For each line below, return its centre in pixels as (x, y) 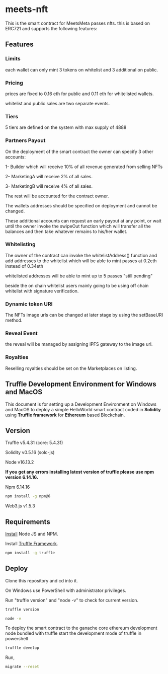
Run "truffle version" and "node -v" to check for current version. (72, 600)
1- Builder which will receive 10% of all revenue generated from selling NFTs (84, 167)
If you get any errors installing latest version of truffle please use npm (80, 472)
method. (14, 320)
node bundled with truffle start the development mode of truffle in (73, 633)
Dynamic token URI (29, 304)
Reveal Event (21, 333)
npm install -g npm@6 (28, 496)
